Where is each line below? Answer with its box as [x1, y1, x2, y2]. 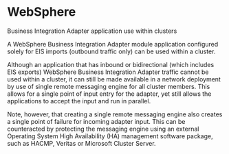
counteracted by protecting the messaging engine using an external [7, 125, 199, 133]
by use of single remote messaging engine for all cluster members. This [7, 82, 210, 90]
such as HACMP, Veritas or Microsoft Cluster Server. [7, 139, 156, 147]
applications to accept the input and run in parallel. [7, 97, 151, 105]
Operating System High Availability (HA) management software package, [7, 131, 213, 140]
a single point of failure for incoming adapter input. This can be [7, 117, 186, 125]
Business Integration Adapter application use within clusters [7, 27, 177, 35]
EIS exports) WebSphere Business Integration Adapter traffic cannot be [7, 68, 209, 76]
